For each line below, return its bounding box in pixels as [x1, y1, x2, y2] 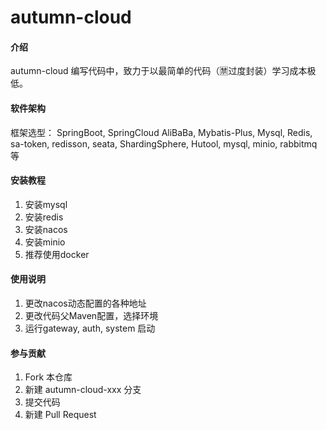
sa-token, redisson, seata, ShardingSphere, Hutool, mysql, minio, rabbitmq [10, 137, 318, 150]
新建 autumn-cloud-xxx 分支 [24, 384, 142, 396]
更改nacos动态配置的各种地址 [24, 297, 147, 309]
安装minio [24, 236, 66, 248]
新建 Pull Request [24, 409, 97, 421]
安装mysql [24, 198, 68, 210]
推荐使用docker [24, 248, 90, 260]
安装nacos [24, 223, 68, 235]
